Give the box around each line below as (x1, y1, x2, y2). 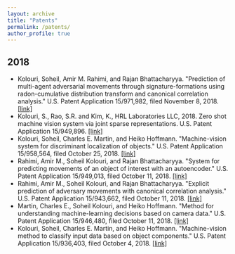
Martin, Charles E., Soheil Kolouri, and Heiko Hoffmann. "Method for (17, 202, 214, 210)
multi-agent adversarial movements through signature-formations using (17, 82, 225, 91)
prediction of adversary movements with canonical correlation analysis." (17, 187, 227, 196)
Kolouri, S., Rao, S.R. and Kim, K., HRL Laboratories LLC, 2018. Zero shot (17, 112, 227, 120)
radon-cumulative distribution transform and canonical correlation (17, 89, 208, 99)
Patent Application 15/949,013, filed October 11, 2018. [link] (17, 172, 187, 180)
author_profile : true (7, 30, 71, 37)
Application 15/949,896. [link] (17, 127, 103, 136)
